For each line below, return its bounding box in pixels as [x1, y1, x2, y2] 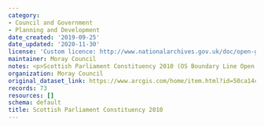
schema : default [8, 99, 61, 106]
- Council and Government [8, 19, 93, 27]
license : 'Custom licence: [8, 48, 97, 56]
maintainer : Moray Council [8, 56, 97, 63]
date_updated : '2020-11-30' [8, 41, 101, 49]
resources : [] [8, 92, 55, 99]
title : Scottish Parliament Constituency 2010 [8, 106, 163, 114]
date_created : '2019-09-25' [8, 33, 101, 41]
